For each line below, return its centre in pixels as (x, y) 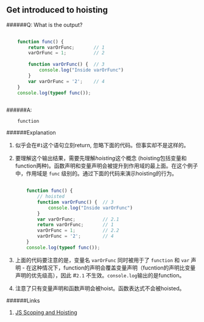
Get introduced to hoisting (57, 10)
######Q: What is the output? (44, 24)
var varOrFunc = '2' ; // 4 (66, 81)
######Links (23, 300)
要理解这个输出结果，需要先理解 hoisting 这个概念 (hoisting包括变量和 (101, 158)
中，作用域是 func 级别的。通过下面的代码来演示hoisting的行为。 (96, 174)
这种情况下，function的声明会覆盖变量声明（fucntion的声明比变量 (114, 268)
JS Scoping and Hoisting (46, 312)
